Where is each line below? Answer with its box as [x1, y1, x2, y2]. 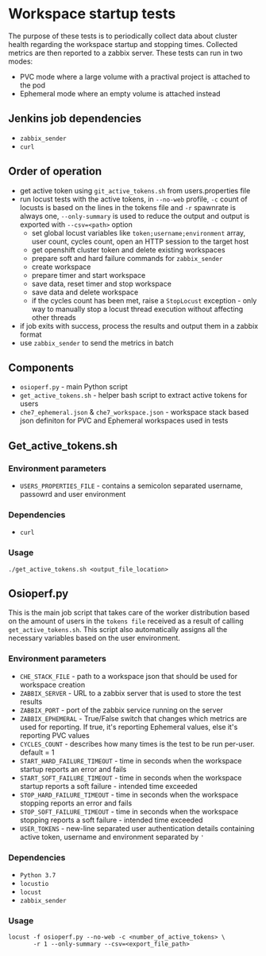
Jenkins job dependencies [8, 112, 142, 126]
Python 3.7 [19, 872, 56, 880]
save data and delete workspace [31, 287, 139, 297]
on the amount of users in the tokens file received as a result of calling [8, 616, 244, 626]
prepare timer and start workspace [31, 270, 146, 279]
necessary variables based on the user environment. [8, 634, 181, 643]
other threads [31, 312, 77, 322]
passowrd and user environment [19, 490, 126, 499]
